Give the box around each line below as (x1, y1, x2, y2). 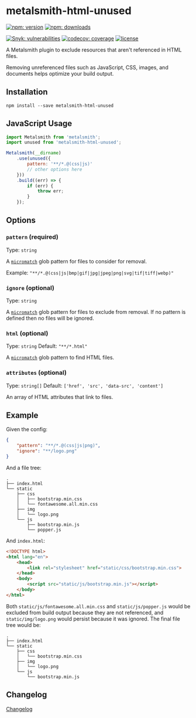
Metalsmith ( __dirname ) (6, 150, 61, 156)
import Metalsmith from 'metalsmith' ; (6, 134, 101, 140)
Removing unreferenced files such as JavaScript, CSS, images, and (6, 63, 169, 71)
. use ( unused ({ (16, 155, 51, 162)
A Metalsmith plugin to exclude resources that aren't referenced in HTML (6, 46, 182, 53)
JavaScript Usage (6, 118, 73, 128)
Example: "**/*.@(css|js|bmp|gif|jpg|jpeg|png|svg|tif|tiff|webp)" (6, 269, 174, 276)
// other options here (27, 166, 82, 172)
